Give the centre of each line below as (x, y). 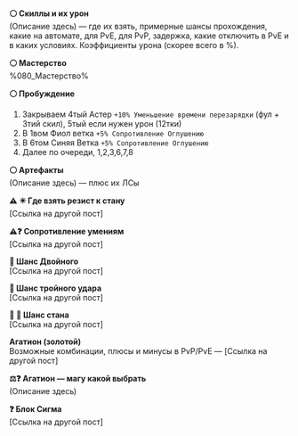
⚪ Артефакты (36, 170)
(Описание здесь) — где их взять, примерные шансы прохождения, (138, 26)
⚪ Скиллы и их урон (49, 13)
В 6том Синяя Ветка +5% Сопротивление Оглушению (115, 143)
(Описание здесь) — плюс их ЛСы (74, 183)
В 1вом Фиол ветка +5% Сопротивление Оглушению (113, 133)
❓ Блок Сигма (36, 409)
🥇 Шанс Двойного (44, 261)
